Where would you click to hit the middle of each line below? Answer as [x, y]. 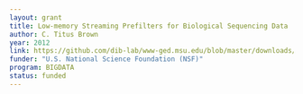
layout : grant [36, 17]
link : [19, 51]
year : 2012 [30, 43]
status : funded [38, 76]
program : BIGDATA [42, 68]
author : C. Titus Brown [54, 34]
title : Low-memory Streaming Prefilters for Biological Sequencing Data [149, 26]
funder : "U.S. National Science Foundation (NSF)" [106, 59]
